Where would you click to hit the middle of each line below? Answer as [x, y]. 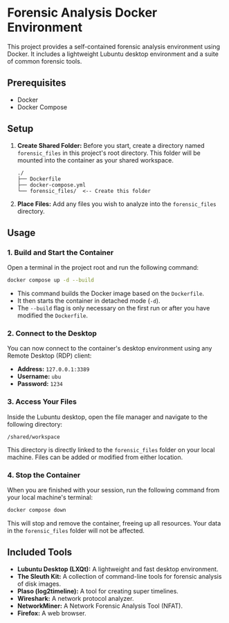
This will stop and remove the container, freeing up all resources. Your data [114, 523]
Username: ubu [39, 376]
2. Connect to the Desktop [52, 333]
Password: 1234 [40, 384]
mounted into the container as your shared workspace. [95, 160]
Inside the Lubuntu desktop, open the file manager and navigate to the [107, 417]
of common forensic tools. [45, 61]
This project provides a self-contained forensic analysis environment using [113, 46]
